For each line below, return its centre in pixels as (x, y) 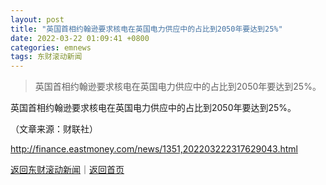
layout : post (37, 19)
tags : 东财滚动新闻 (46, 57)
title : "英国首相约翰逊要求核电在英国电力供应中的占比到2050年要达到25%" (146, 29)
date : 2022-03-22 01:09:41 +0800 (80, 38)
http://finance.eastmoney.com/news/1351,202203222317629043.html (154, 149)
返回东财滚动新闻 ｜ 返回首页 (67, 170)
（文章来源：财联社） (54, 129)
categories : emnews (51, 47)
